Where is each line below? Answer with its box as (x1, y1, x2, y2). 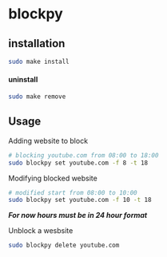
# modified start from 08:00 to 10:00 (8, 188, 137, 196)
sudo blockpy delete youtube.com (8, 241, 120, 250)
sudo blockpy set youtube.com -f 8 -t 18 (8, 159, 149, 167)
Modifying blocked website (8, 173, 97, 183)
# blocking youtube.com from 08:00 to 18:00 (8, 151, 159, 160)
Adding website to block (8, 136, 89, 145)
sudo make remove (8, 93, 66, 101)
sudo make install (8, 57, 70, 65)
